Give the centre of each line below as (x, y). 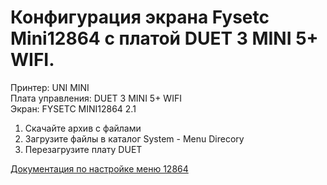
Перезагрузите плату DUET (83, 149)
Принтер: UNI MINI (50, 87)
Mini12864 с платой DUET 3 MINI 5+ (164, 38)
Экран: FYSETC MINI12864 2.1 (73, 108)
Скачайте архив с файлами (83, 128)
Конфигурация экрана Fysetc (140, 17)
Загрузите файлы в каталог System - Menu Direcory (134, 138)
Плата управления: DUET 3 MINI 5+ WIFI (96, 98)
